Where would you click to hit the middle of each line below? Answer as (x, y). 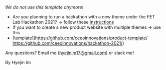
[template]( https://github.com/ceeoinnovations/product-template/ (80, 38)
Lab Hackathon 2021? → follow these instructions (63, 22)
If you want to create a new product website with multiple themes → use (86, 27)
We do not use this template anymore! (44, 7)
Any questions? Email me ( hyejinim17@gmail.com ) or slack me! (70, 53)
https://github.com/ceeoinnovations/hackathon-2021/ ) (68, 43)
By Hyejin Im (18, 62)
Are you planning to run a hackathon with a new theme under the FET (84, 17)
